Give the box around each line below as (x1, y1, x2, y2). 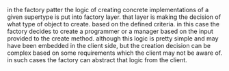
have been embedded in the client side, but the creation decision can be (7, 42, 211, 49)
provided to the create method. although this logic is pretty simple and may (7, 34, 219, 43)
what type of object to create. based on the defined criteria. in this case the (7, 20, 220, 28)
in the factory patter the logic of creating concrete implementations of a (7, 6, 209, 14)
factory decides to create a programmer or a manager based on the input (7, 27, 213, 35)
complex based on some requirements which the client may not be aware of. (7, 49, 223, 57)
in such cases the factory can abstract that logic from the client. (7, 56, 188, 64)
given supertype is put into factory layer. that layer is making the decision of (7, 13, 221, 21)
